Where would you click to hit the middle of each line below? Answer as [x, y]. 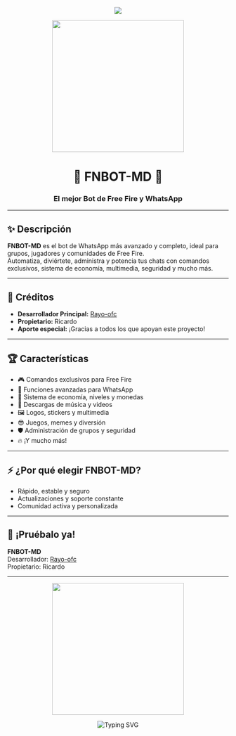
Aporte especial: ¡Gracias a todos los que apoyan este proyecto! [111, 329]
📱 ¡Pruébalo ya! [41, 535]
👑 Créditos [31, 297]
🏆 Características [48, 359]
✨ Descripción [39, 229]
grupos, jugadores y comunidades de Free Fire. [76, 254]
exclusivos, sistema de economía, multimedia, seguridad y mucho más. [110, 269]
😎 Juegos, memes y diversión [61, 422]
